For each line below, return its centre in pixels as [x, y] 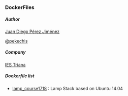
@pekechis [16, 41]
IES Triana [16, 64]
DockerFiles [20, 7]
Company [16, 52]
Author [13, 19]
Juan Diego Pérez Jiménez [32, 32]
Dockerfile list [20, 76]
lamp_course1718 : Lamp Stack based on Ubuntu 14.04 [67, 88]
